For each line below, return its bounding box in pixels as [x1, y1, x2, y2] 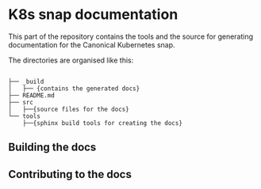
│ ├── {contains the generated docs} [8, 85, 140, 93]
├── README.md [8, 91, 56, 100]
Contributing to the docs [8, 168, 132, 181]
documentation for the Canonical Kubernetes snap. [8, 40, 176, 49]
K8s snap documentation [8, 6, 178, 24]
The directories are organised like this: [8, 55, 134, 65]
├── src [8, 98, 34, 106]
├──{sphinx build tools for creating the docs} [22, 119, 182, 127]
